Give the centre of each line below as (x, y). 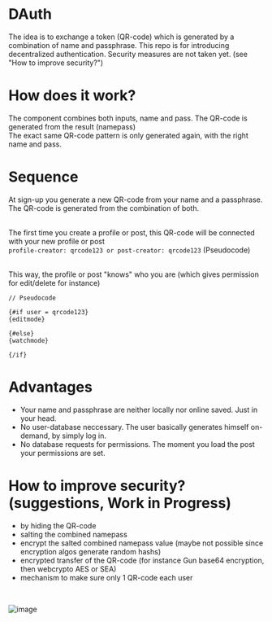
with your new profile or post (57, 241)
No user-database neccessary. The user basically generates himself (134, 427)
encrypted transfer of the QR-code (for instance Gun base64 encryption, (142, 560)
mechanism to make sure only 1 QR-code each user (106, 577)
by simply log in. (79, 436)
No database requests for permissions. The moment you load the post (138, 444)
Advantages (51, 387)
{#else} (22, 333)
